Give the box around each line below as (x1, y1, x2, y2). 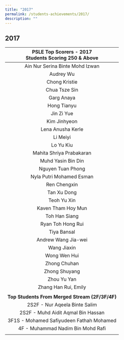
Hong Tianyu (47, 102, 77, 109)
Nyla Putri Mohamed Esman (30, 173, 94, 180)
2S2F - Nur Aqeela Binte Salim (27, 302, 97, 308)
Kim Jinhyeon (46, 118, 78, 125)
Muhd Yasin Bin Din (40, 157, 84, 164)
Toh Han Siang (45, 213, 79, 220)
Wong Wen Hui (45, 252, 79, 259)
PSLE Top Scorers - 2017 (32, 49, 93, 55)
